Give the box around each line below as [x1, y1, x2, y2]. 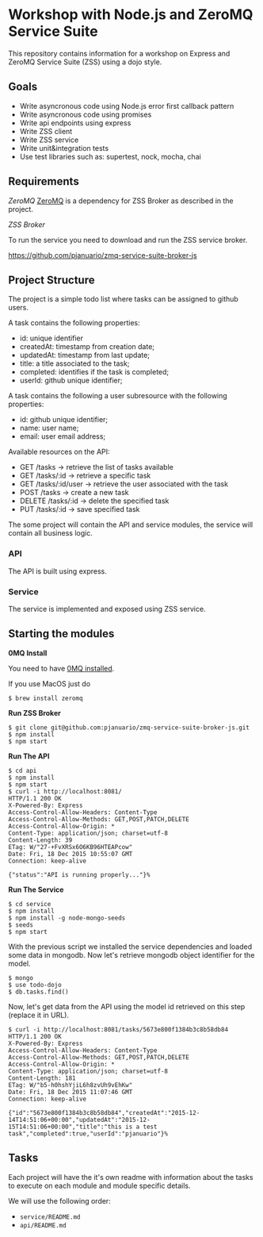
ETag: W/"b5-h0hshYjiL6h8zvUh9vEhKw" [8, 1081, 133, 1089]
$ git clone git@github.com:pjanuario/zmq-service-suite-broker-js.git [8, 724, 250, 732]
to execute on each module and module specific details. [8, 1181, 192, 1190]
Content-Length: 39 [8, 836, 73, 844]
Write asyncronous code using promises [19, 109, 152, 119]
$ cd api [8, 766, 37, 774]
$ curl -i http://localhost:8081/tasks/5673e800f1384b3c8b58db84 [8, 1025, 228, 1033]
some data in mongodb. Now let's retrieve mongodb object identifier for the [8, 950, 255, 959]
